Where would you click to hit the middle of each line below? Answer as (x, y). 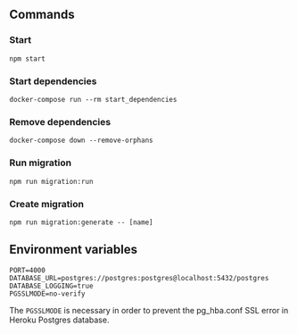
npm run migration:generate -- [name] (81, 222)
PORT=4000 (28, 270)
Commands (42, 15)
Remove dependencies (60, 121)
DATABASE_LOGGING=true (51, 286)
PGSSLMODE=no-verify (48, 294)
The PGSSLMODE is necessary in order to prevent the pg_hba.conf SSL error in (149, 310)
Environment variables (74, 250)
